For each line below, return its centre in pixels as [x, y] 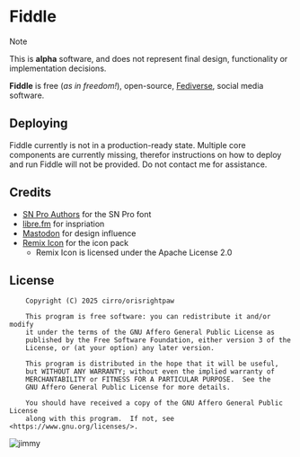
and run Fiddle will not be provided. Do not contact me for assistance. [138, 164]
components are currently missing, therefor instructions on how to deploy [146, 154]
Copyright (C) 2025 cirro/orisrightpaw [100, 301]
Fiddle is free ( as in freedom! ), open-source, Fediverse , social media [137, 85]
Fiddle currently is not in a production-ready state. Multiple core [128, 145]
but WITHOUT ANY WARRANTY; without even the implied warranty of [150, 372]
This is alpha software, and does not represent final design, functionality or [149, 58]
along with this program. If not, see [100, 419]
